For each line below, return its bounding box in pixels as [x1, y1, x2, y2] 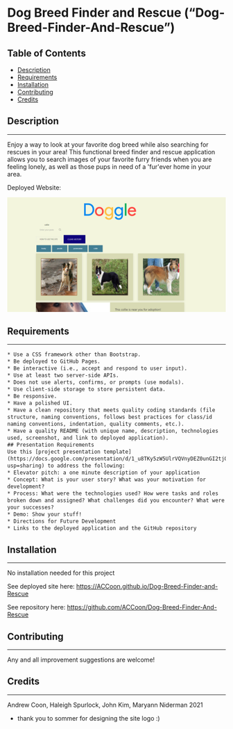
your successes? [7, 504, 54, 511]
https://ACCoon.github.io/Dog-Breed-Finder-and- [76, 582, 218, 591]
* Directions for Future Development [7, 518, 116, 525]
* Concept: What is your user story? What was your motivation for [7, 476, 207, 484]
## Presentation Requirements [7, 441, 95, 449]
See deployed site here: [7, 582, 75, 591]
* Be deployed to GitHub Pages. [7, 358, 101, 366]
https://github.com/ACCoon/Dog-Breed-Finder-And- [67, 603, 217, 612]
